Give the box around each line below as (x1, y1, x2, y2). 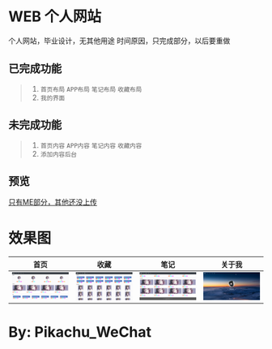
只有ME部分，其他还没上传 (8, 197, 98, 207)
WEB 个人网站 (8, 7, 102, 26)
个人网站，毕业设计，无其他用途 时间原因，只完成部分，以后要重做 (8, 36, 231, 45)
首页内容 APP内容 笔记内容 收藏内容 (40, 141, 142, 150)
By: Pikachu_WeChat (8, 323, 152, 342)
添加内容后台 (40, 150, 77, 158)
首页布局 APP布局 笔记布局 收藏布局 (40, 85, 142, 93)
